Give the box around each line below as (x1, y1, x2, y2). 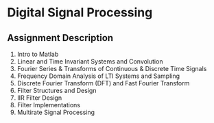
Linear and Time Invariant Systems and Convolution (16, 57, 163, 66)
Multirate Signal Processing (16, 108, 95, 116)
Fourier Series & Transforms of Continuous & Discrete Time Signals (16, 65, 207, 72)
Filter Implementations (16, 101, 81, 109)
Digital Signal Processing (7, 5, 153, 20)
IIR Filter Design (16, 94, 62, 102)
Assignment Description (7, 32, 114, 44)
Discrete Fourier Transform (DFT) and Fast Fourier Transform (16, 79, 190, 87)
